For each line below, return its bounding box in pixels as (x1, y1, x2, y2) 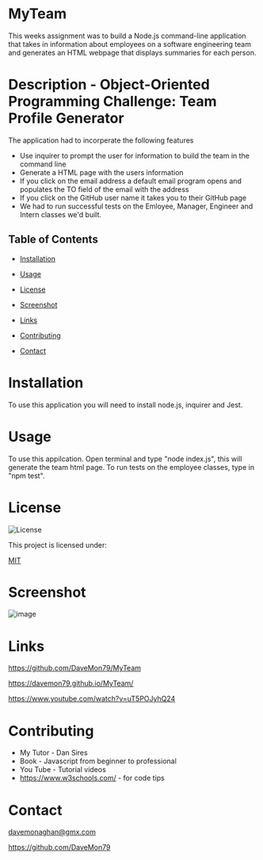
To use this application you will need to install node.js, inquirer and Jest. (8, 399, 243, 409)
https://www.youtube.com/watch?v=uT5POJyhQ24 (8, 694, 176, 704)
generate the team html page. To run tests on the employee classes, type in (8, 462, 255, 472)
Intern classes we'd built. (19, 209, 101, 219)
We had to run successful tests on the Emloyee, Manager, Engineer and (19, 201, 253, 211)
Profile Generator (8, 109, 124, 128)
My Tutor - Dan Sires (19, 748, 89, 758)
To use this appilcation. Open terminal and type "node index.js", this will (8, 453, 242, 464)
